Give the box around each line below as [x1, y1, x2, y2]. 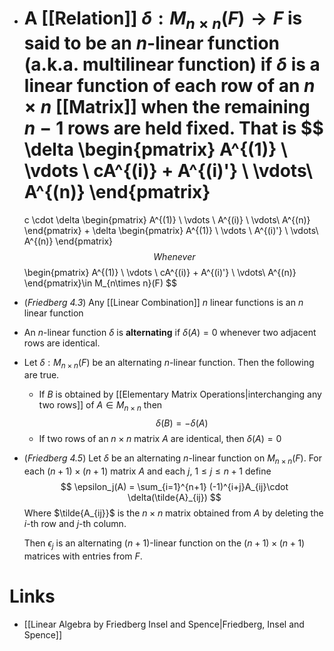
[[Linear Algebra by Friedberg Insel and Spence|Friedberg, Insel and [23, 618, 305, 630]
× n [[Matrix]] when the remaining [23, 95, 311, 118]
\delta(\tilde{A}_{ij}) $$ [127, 491, 222, 503]
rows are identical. [23, 337, 101, 349]
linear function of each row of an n [23, 74, 316, 97]
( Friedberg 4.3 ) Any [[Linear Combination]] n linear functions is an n [23, 296, 304, 308]
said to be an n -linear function [23, 32, 280, 54]
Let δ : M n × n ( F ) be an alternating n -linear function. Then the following [23, 356, 315, 371]
